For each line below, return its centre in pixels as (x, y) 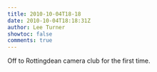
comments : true (30, 41)
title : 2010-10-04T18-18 (44, 14)
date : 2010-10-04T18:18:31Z (49, 21)
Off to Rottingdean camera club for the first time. (79, 61)
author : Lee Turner (36, 27)
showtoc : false (30, 34)
